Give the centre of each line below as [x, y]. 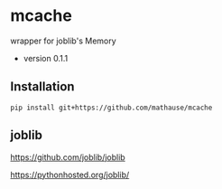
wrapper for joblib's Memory [63, 41]
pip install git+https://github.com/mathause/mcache [111, 108]
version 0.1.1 [46, 58]
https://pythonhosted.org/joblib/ [70, 175]
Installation [42, 87]
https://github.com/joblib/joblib [68, 157]
